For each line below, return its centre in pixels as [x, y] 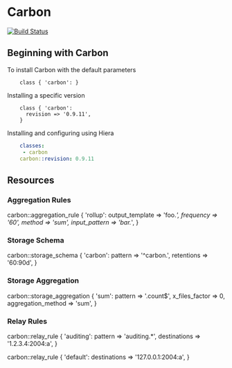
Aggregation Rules [39, 200]
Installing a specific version [46, 95]
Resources [31, 180]
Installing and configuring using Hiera [61, 133]
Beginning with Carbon [58, 53]
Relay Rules [27, 321]
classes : [32, 146]
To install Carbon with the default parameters [72, 69]
